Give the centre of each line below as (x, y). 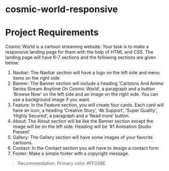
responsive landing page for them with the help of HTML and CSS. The (79, 52)
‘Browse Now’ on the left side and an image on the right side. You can (85, 94)
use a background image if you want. (51, 99)
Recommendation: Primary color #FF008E (61, 163)
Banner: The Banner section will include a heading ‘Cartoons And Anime (88, 83)
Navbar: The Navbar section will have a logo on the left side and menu (86, 73)
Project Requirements (52, 33)
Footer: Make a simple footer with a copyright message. (71, 154)
